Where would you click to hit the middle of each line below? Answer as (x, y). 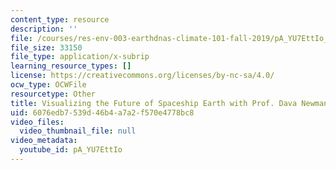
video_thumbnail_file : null (78, 131)
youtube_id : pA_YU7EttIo (71, 150)
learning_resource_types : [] (71, 66)
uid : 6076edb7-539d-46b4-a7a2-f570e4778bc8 (102, 112)
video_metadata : (44, 141)
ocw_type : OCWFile (48, 85)
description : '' (44, 29)
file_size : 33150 (46, 47)
